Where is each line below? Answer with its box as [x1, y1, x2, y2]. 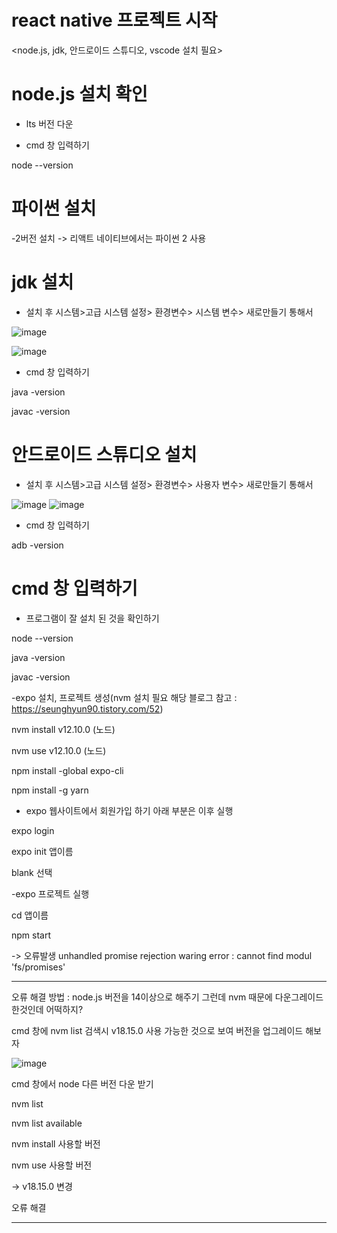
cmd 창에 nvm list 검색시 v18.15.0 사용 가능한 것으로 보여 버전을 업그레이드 [11, 1024, 304, 1036]
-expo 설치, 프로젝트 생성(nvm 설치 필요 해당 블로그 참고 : [11, 691, 238, 703]
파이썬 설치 [11, 197, 97, 220]
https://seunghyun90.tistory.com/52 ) [11, 702, 164, 715]
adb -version [11, 539, 64, 551]
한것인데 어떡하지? [11, 1003, 84, 1015]
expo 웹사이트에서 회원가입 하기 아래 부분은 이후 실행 [25, 804, 234, 816]
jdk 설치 [11, 271, 74, 293]
